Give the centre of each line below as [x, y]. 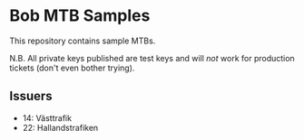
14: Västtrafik [47, 117]
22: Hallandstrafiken [60, 127]
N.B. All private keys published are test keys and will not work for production [152, 58]
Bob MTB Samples [80, 16]
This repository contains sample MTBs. [83, 41]
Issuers [31, 96]
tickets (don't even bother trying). [72, 68]
